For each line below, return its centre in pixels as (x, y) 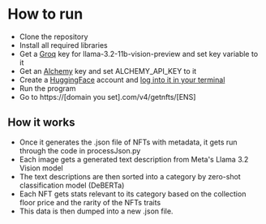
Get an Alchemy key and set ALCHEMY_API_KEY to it (108, 71)
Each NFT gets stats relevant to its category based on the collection (133, 194)
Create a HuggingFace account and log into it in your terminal (122, 80)
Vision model (41, 168)
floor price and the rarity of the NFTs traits (90, 202)
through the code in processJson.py (80, 150)
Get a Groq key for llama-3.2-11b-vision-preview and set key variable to (139, 54)
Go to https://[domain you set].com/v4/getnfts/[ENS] (107, 97)
